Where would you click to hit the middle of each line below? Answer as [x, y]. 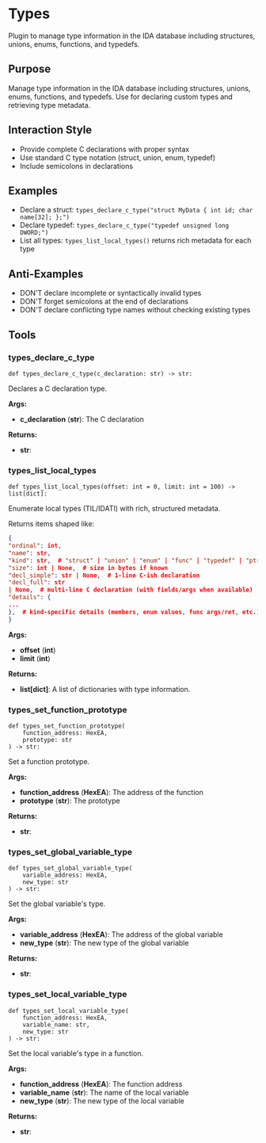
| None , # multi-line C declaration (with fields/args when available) [131, 590]
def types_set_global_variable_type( [70, 869]
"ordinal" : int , [35, 546]
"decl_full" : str [37, 583]
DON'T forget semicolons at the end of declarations [104, 301]
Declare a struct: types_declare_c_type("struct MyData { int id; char [136, 210]
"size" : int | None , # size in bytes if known [88, 568]
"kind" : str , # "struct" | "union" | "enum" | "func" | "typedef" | [125, 560]
